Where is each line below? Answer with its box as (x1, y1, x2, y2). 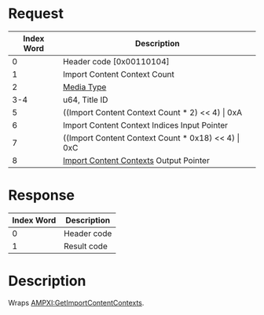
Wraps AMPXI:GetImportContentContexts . (8, 298, 145, 307)
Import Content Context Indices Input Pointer (62, 119, 229, 130)
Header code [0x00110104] (62, 56, 170, 67)
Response (8, 186, 75, 205)
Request (8, 5, 64, 23)
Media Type (62, 81, 107, 92)
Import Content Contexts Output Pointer (62, 154, 210, 165)
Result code (64, 241, 108, 252)
